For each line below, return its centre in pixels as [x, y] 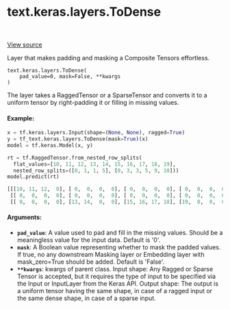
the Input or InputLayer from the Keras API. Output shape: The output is [118, 284]
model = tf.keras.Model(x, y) [50, 145]
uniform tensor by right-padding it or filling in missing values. [93, 102]
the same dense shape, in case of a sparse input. [86, 298]
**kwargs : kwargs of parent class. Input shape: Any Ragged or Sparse [115, 269]
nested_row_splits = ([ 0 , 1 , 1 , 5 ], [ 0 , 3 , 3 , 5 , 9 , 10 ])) [96, 171]
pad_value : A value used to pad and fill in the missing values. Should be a [120, 233]
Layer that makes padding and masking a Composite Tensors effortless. [108, 58]
